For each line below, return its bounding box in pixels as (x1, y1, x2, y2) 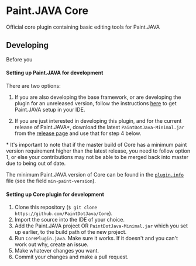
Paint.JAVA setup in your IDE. (14, 106, 85, 113)
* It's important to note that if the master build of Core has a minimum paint (6, 141, 187, 148)
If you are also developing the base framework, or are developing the (14, 94, 181, 101)
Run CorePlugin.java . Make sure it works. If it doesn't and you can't (14, 235, 178, 242)
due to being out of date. (6, 160, 66, 167)
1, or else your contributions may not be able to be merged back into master (6, 153, 189, 160)
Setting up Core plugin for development (6, 191, 104, 198)
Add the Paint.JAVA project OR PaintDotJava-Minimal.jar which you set (14, 222, 188, 229)
